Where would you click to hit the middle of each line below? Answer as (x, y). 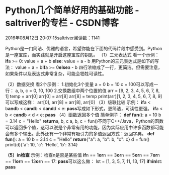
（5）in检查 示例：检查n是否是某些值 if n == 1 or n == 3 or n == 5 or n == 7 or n (82, 155)
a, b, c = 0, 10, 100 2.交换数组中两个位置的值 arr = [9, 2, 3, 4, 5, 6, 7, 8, (87, 91)
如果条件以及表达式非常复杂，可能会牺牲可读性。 (56, 73)
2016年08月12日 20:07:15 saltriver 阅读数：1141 (52, 38)
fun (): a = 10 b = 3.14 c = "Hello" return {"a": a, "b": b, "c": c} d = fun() (77, 139)
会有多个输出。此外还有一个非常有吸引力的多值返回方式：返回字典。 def (80, 133)
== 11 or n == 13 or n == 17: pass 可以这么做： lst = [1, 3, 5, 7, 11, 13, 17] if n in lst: (84, 161)
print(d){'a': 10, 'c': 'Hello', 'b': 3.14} (41, 144)
